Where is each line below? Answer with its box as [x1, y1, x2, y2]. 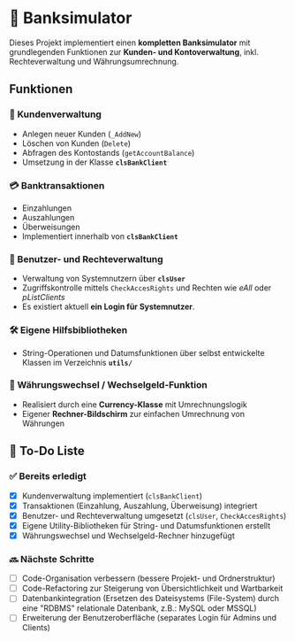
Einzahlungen [21, 203, 72, 213]
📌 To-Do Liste [9, 444, 86, 459]
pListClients [21, 292, 65, 303]
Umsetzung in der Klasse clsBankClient [21, 157, 168, 167]
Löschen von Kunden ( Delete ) [21, 137, 131, 149]
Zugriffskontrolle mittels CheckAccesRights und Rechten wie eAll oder [21, 282, 272, 293]
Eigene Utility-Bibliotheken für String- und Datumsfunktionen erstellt [21, 520, 271, 530]
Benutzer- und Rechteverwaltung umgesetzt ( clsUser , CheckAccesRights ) [21, 510, 287, 521]
